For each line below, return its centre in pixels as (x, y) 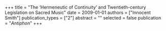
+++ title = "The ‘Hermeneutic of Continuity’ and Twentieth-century (75, 7)
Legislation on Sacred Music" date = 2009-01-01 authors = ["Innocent (78, 12)
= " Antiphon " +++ (24, 23)
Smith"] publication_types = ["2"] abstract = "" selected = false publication (83, 18)
